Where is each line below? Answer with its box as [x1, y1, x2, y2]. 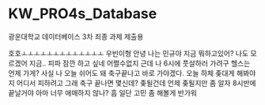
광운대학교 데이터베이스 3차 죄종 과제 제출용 [8, 32, 144, 41]
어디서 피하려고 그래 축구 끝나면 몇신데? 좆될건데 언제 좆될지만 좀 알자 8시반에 [16, 78, 256, 88]
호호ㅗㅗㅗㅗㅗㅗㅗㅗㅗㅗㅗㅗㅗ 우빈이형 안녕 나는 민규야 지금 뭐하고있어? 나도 [8, 48, 249, 58]
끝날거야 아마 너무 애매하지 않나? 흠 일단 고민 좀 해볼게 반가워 [8, 88, 198, 97]
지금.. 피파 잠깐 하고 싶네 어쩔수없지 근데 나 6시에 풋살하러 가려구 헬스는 [28, 58, 251, 68]
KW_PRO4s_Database [8, 5, 157, 23]
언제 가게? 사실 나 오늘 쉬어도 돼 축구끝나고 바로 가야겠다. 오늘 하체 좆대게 [8, 68, 235, 77]
